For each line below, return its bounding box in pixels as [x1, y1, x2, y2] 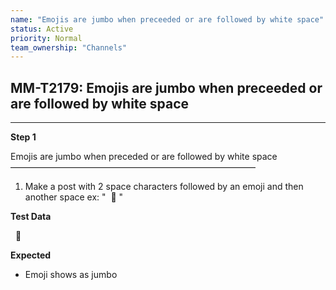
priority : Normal [10, 33, 83, 43]
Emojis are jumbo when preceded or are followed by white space [10, 151, 278, 163]
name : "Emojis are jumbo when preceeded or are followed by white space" [10, 14, 325, 25]
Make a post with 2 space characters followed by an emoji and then [24, 181, 304, 193]
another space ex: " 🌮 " [24, 191, 124, 203]
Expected [10, 249, 52, 261]
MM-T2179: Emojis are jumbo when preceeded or [10, 79, 323, 96]
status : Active [10, 24, 74, 34]
